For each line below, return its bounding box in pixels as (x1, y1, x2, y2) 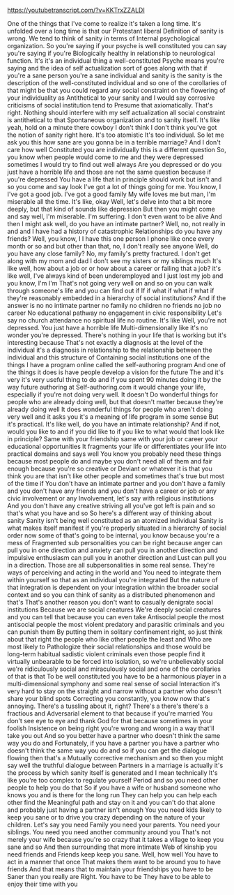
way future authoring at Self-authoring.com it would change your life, (7, 383, 206, 391)
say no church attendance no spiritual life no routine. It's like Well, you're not (7, 316, 227, 324)
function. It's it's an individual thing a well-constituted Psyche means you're (7, 57, 225, 65)
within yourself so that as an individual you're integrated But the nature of (7, 576, 218, 584)
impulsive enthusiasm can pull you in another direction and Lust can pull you (7, 554, 227, 561)
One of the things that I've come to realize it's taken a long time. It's (7, 20, 201, 27)
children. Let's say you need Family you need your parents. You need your (7, 820, 221, 829)
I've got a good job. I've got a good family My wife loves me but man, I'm (7, 190, 216, 198)
